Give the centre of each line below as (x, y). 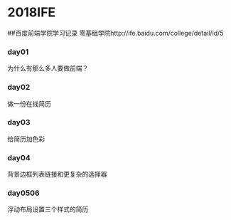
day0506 (24, 193)
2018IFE (32, 12)
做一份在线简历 (29, 103)
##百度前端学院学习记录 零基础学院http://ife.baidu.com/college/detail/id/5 (116, 33)
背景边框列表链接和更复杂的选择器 (57, 174)
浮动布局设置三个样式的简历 (48, 209)
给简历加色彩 (26, 139)
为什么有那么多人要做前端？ (48, 68)
